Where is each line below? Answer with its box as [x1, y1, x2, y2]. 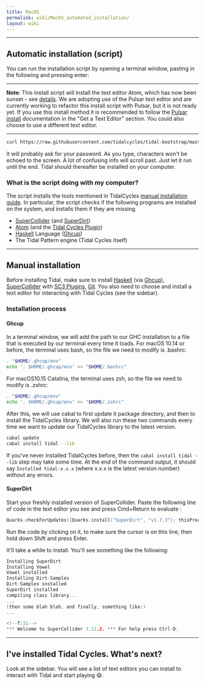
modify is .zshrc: [6, 382, 48, 389]
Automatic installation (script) [6, 48, 123, 59]
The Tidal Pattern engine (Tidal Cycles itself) [15, 237, 128, 244]
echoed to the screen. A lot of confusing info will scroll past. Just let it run [6, 157, 192, 164]
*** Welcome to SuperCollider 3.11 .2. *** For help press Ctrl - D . [6, 626, 179, 632]
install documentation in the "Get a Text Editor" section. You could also [6, 115, 184, 122]
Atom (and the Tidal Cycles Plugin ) [15, 224, 103, 231]
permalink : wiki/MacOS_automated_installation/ [6, 15, 130, 21]
